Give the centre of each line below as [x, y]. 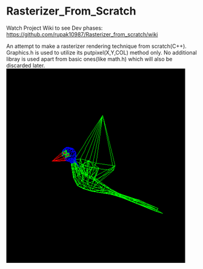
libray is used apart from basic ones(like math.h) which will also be [89, 59]
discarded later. [26, 65]
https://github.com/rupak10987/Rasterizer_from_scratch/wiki [82, 34]
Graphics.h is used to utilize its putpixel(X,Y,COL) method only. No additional [101, 52]
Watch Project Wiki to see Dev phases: [55, 28]
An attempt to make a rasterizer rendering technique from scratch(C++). [96, 46]
